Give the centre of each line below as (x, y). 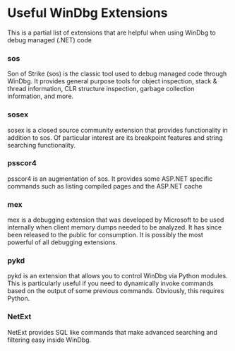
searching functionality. (42, 145)
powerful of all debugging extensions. (62, 242)
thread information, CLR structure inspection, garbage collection (101, 89)
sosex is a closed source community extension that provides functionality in (117, 130)
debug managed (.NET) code (49, 40)
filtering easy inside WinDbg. (49, 340)
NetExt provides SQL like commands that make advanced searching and (112, 332)
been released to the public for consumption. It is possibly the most (105, 235)
